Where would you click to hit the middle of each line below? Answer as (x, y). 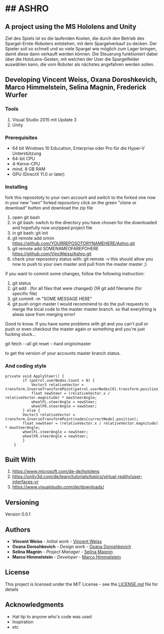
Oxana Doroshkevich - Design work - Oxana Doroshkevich (72, 547)
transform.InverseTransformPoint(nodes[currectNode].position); (72, 419)
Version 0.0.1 (18, 514)
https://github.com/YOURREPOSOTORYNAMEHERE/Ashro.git (73, 243)
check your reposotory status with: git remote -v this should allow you (82, 259)
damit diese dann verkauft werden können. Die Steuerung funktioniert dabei (81, 54)
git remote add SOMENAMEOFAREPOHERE (55, 249)
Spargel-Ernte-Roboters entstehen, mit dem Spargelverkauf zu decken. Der (81, 44)
